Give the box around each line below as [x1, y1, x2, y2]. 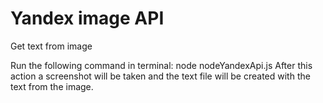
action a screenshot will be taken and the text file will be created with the [10, 70, 311, 82]
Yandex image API [10, 7, 165, 30]
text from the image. [10, 80, 94, 92]
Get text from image [10, 40, 93, 52]
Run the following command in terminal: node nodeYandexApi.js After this [10, 59, 313, 71]
